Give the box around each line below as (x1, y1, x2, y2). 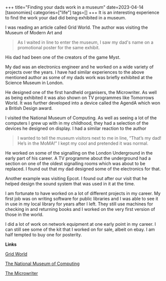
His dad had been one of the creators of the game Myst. (5, 54, 121, 60)
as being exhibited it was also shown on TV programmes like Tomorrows (5, 94, 155, 100)
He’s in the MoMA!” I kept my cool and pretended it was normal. (17, 140, 149, 146)
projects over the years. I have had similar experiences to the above (5, 69, 145, 75)
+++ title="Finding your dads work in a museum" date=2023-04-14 (5, 4, 144, 10)
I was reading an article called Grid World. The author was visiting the (5, 24, 148, 30)
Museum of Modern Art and (5, 30, 62, 35)
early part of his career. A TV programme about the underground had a (5, 155, 151, 161)
